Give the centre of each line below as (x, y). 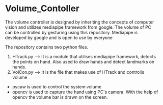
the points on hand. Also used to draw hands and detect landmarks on (83, 62)
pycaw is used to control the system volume (57, 86)
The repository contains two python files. (47, 47)
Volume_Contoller (42, 9)
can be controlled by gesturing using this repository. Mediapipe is (71, 32)
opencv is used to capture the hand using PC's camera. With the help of (85, 92)
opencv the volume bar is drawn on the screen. (60, 97)
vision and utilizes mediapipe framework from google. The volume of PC (78, 27)
